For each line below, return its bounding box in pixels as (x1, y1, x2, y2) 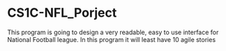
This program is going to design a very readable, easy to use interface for (7, 28, 219, 36)
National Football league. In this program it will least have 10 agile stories (7, 35, 216, 43)
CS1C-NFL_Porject (7, 5, 117, 21)
